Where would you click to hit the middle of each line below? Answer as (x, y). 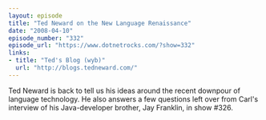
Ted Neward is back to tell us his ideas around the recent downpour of (124, 90)
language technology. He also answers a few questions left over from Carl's (133, 99)
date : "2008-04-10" (41, 30)
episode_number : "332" (46, 38)
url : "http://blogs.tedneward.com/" (77, 68)
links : (19, 53)
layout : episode (35, 16)
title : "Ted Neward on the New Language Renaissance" (100, 23)
